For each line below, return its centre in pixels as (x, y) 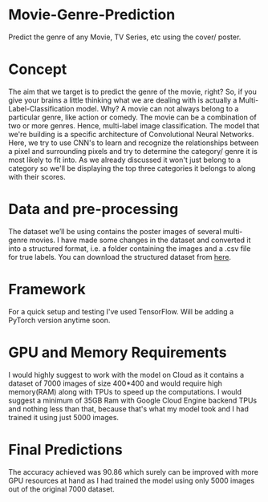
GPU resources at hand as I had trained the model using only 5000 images (132, 480)
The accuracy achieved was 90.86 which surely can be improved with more (134, 472)
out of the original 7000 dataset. (61, 489)
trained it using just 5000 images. (63, 417)
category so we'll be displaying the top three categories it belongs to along (132, 168)
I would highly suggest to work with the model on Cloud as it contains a (126, 374)
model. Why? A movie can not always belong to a (157, 108)
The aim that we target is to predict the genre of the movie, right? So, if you (132, 91)
